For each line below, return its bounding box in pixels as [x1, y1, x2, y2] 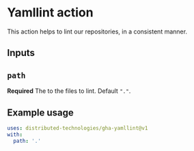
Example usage [7, 107, 74, 118]
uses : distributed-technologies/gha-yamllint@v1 [7, 124, 148, 131]
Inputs [7, 47, 36, 59]
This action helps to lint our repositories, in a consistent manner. [7, 27, 188, 36]
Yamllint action [7, 5, 94, 20]
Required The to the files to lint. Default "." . [7, 87, 131, 95]
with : [7, 131, 23, 138]
